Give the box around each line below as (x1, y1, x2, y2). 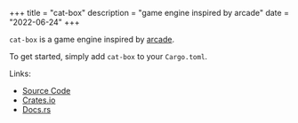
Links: (9, 68, 31, 79)
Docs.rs (21, 104, 52, 114)
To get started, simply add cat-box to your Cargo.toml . (9, 51, 207, 61)
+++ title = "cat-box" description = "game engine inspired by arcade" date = (9, 8, 289, 18)
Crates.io (21, 95, 56, 105)
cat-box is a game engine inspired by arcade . (9, 35, 175, 44)
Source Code (21, 86, 71, 96)
